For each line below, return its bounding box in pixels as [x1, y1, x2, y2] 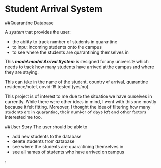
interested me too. [5, 114, 42, 120]
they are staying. [5, 69, 39, 75]
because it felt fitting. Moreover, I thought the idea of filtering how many [5, 104, 151, 110]
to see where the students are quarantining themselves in [12, 49, 129, 55]
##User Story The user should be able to [5, 124, 88, 130]
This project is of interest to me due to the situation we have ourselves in [5, 93, 152, 99]
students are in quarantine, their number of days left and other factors [5, 109, 146, 115]
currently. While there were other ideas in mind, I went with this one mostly [5, 98, 157, 104]
